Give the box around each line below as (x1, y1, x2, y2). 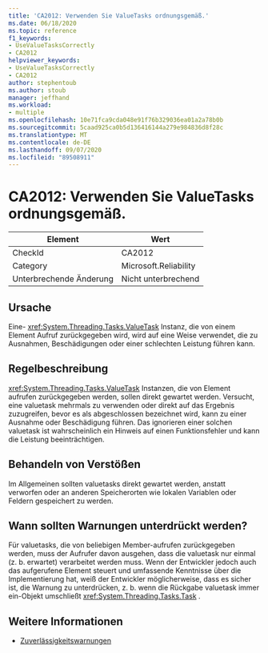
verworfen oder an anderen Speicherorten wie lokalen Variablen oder (8, 487, 237, 497)
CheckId (12, 248, 44, 259)
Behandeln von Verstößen (8, 458, 142, 471)
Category (12, 260, 48, 272)
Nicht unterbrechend (121, 273, 200, 284)
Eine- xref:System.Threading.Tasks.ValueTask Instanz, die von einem (8, 322, 236, 331)
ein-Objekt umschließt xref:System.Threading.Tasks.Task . (8, 591, 202, 601)
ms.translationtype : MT (8, 131, 88, 139)
